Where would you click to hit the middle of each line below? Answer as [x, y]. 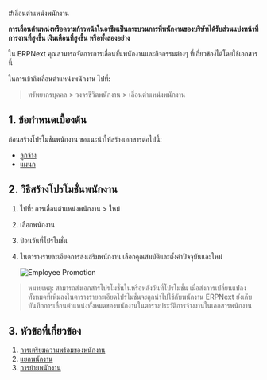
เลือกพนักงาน [37, 224]
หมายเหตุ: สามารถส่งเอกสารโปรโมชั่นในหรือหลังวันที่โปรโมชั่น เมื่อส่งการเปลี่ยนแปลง [137, 288]
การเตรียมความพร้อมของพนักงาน [62, 350]
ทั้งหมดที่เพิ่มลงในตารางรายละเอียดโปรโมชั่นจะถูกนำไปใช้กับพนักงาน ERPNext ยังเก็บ [140, 297]
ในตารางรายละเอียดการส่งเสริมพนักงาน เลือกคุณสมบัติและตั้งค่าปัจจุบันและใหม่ [121, 256]
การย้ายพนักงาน [40, 368]
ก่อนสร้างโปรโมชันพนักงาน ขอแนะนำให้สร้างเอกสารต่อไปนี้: [85, 139]
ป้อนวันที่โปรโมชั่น [44, 240]
